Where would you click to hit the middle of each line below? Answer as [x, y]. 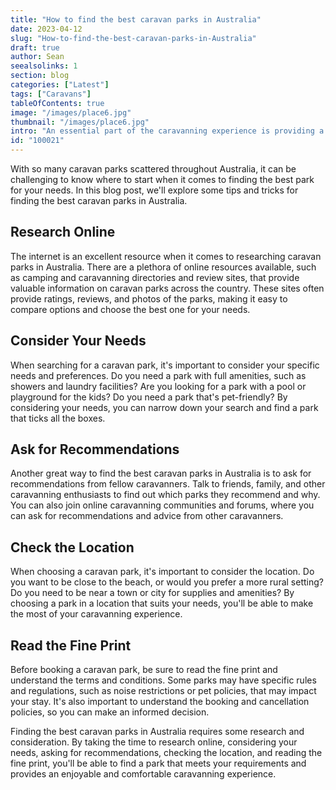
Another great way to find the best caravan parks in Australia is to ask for [161, 473]
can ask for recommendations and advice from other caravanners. [147, 516]
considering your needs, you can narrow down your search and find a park [164, 407]
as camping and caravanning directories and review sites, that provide [155, 277]
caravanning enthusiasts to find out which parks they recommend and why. [165, 495]
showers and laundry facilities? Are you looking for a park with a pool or [158, 386]
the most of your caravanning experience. [96, 614]
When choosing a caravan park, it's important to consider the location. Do [162, 572]
